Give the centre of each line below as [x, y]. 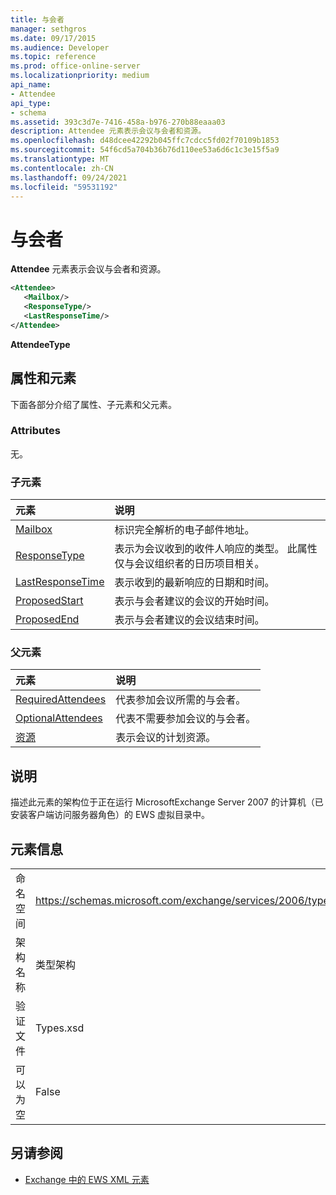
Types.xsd [60, 1028]
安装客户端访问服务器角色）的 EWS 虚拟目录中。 [110, 815]
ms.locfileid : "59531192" [64, 187]
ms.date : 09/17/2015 [53, 38]
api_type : [31, 103]
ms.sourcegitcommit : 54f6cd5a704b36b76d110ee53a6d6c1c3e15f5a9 [145, 150]
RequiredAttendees [61, 699]
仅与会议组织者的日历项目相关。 [189, 564]
